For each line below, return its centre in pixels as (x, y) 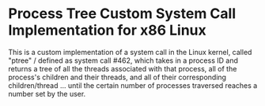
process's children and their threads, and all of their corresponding (117, 77)
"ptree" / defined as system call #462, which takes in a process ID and (123, 60)
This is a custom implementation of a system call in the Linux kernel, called (130, 52)
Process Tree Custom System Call (122, 14)
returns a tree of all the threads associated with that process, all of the (123, 68)
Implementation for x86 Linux (108, 30)
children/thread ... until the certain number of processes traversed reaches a (133, 85)
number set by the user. (47, 93)
